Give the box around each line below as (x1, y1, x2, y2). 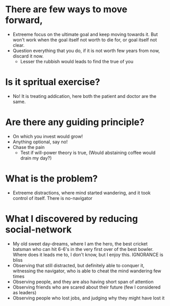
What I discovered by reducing (5, 213, 138, 224)
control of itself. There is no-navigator (12, 195, 93, 201)
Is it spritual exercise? (5, 76, 101, 88)
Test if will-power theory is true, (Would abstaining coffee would (20, 149, 156, 156)
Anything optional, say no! (12, 139, 68, 145)
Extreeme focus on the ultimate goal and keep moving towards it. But (12, 31, 158, 37)
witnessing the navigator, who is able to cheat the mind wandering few (12, 268, 162, 274)
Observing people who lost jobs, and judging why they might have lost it (12, 295, 165, 301)
